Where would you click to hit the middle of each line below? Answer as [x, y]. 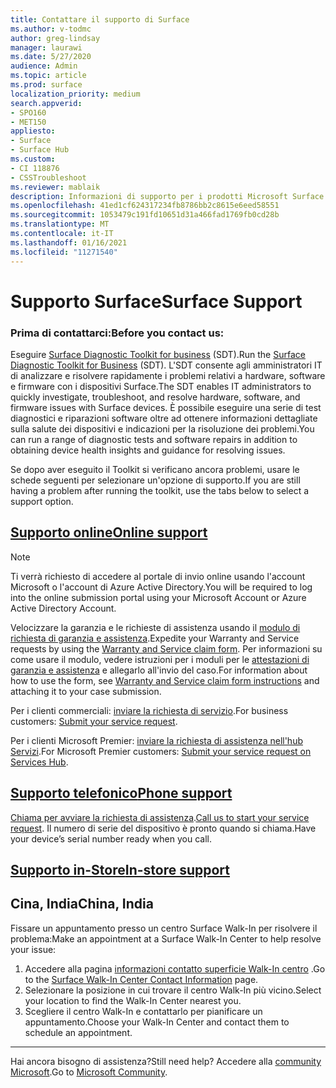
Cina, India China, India [82, 904]
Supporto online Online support [109, 532]
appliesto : [33, 131]
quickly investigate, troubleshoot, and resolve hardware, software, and [155, 397]
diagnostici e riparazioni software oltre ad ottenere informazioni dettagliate [164, 418]
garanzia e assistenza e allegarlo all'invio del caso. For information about [159, 670]
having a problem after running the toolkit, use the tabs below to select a [160, 490]
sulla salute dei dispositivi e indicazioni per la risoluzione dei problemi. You [162, 428]
